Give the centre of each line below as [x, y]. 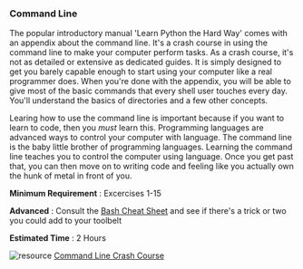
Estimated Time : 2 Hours [58, 238]
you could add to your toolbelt [66, 221]
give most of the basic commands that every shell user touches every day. [149, 91]
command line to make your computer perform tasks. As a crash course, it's [151, 53]
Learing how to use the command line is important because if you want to [147, 118]
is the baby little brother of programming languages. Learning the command [151, 147]
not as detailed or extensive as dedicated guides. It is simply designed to [146, 62]
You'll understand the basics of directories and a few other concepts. [139, 101]
